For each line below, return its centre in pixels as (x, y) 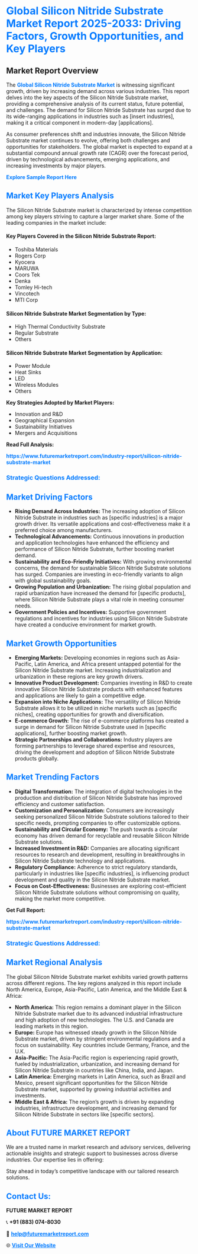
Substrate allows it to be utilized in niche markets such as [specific (96, 708)
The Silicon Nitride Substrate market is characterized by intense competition (99, 210)
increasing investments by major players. (56, 165)
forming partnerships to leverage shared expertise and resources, (95, 746)
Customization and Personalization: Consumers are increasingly (94, 810)
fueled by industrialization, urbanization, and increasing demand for (97, 1064)
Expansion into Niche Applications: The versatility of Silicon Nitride (98, 702)
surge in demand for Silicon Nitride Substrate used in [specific (90, 727)
